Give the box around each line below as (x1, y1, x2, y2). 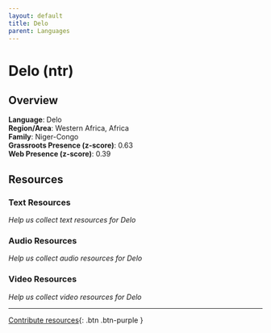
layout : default (8, 11, 63, 20)
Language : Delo (8, 114, 62, 125)
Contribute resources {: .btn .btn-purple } (8, 315, 144, 325)
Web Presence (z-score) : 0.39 (8, 149, 111, 159)
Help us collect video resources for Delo (8, 292, 142, 302)
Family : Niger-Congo (8, 132, 79, 142)
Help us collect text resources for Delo (8, 215, 136, 225)
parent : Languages (8, 27, 70, 35)
